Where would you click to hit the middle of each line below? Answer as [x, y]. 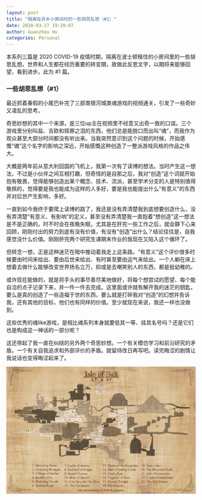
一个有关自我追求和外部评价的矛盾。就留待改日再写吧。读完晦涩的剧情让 [106, 350]
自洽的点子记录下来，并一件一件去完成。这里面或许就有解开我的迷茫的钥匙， [101, 287]
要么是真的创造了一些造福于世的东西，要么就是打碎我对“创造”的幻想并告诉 [98, 295]
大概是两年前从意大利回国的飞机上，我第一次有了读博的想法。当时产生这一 [98, 166]
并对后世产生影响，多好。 [38, 196]
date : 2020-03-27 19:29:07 [40, 25]
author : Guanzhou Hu [32, 32]
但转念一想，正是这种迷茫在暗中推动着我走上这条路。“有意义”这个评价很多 [98, 252]
